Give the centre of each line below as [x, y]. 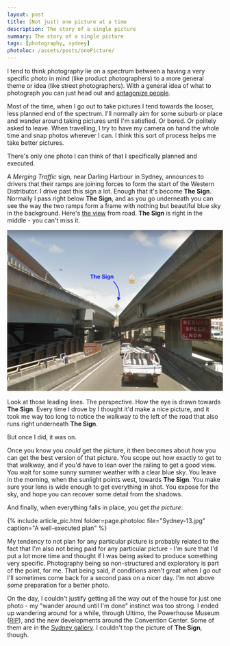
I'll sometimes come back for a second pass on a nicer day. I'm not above [111, 578]
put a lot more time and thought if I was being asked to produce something [112, 556]
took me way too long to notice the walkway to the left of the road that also [113, 417]
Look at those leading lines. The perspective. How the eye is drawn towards [114, 402]
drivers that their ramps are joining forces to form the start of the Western [111, 184]
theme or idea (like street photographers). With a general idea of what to [109, 85]
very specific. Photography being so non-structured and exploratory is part [113, 564]
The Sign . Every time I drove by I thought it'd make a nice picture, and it [108, 409]
